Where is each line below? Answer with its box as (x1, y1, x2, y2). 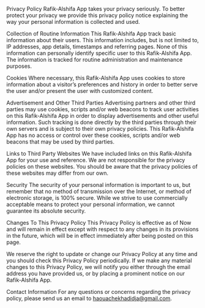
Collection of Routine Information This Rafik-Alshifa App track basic (6, 30, 176, 37)
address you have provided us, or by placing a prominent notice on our (6, 270, 185, 277)
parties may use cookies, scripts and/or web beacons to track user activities (6, 106, 199, 112)
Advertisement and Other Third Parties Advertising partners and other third (6, 99, 196, 106)
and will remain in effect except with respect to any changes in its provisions (6, 226, 199, 233)
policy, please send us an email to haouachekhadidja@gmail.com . (6, 295, 173, 302)
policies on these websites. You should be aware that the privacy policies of (6, 163, 198, 170)
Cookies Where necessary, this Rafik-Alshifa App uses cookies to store (6, 75, 185, 81)
